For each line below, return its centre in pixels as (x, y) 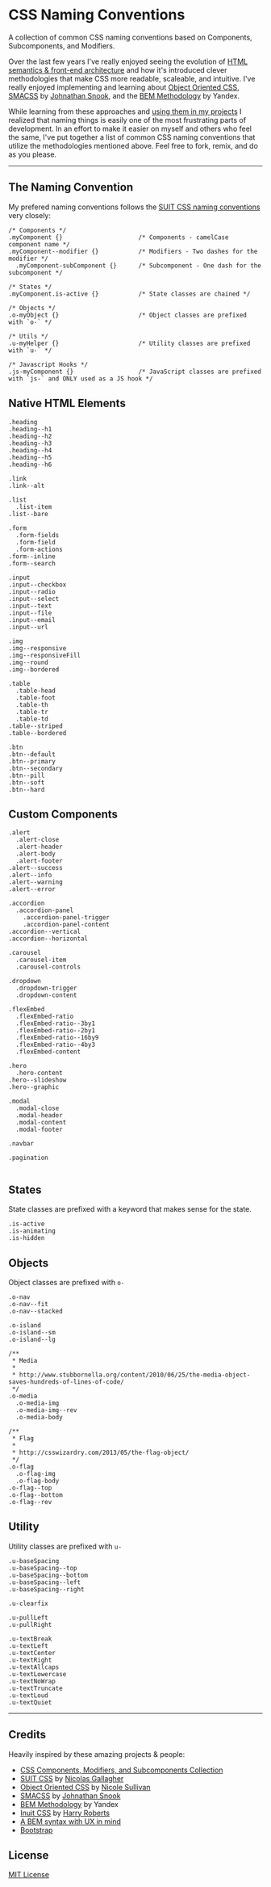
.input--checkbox (38, 584)
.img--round (28, 662)
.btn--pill (27, 775)
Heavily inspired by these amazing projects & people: (97, 1754)
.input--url (28, 627)
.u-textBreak (30, 1639)
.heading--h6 (30, 464)
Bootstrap (36, 1830)
